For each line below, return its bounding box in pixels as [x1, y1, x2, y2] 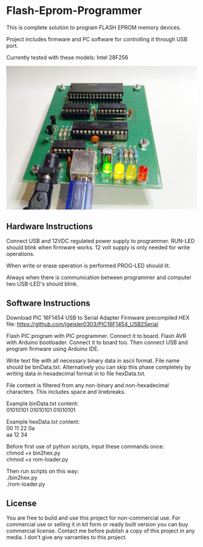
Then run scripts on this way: [6, 467, 79, 475]
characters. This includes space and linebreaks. [6, 388, 126, 396]
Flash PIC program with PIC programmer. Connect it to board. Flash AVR [6, 332, 187, 340]
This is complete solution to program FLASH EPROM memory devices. [6, 24, 182, 31]
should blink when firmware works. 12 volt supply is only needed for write [6, 244, 190, 251]
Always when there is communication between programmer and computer [6, 274, 192, 281]
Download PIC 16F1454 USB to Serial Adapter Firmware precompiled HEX [6, 314, 190, 322]
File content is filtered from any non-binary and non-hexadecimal [6, 382, 170, 389]
